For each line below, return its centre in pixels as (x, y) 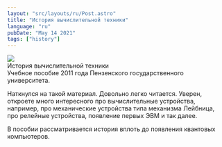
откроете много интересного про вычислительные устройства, (101, 101)
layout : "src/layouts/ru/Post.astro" (62, 13)
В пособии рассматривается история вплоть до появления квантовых (111, 129)
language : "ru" (29, 26)
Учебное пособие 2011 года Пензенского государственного (95, 73)
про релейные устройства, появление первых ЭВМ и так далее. (102, 116)
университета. (29, 81)
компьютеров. (28, 137)
